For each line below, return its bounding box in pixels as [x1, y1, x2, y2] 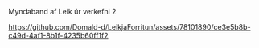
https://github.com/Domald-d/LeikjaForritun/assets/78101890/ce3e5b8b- [8, 22, 251, 31]
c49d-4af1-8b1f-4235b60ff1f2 [8, 31, 109, 40]
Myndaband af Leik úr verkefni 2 [8, 7, 117, 16]
